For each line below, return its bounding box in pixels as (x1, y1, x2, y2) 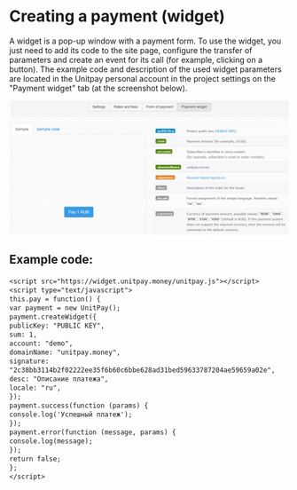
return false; (9, 454, 62, 463)
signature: (9, 357, 50, 366)
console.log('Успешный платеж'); (9, 410, 133, 419)
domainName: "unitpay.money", (9, 348, 121, 357)
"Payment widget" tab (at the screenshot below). (9, 83, 188, 93)
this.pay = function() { (9, 295, 101, 304)
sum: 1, (9, 330, 38, 339)
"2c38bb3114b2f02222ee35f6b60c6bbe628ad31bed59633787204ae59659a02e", (9, 366, 276, 375)
